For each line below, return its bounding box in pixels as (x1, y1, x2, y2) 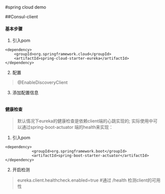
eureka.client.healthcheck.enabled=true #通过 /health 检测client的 (17, 177, 152, 183)
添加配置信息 (12, 90, 39, 96)
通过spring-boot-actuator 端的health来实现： (21, 124, 114, 130)
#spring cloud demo (5, 4, 46, 10)
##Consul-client (5, 14, 38, 19)
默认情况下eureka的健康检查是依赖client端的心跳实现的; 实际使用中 (17, 118, 153, 124)
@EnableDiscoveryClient (17, 79, 68, 85)
